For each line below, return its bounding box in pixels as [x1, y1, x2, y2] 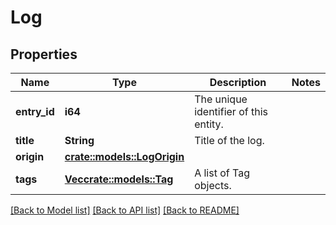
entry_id [15, 105, 55, 118]
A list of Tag [194, 166, 250, 180]
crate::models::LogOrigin [64, 150, 185, 163]
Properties [10, 46, 78, 63]
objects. [194, 179, 232, 192]
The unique [194, 92, 248, 106]
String [64, 134, 95, 147]
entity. [194, 117, 224, 131]
